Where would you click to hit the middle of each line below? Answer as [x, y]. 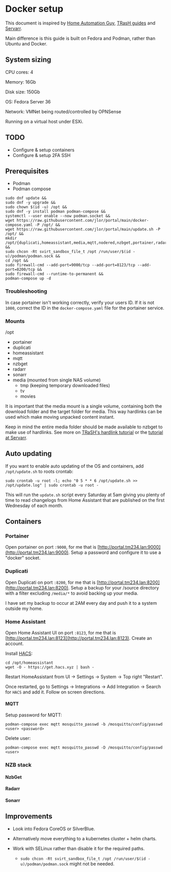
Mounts [15, 321]
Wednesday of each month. [34, 505]
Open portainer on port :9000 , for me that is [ [52, 547]
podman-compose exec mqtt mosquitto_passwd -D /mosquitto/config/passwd [84, 748]
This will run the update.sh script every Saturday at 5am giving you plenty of [85, 495]
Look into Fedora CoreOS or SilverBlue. [54, 829]
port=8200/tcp [20, 270]
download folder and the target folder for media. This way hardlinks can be [84, 412]
